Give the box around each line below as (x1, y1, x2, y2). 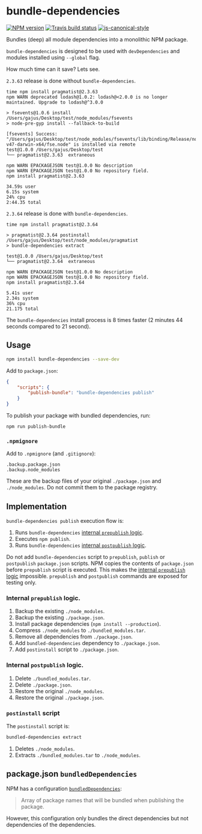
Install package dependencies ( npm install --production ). (14, 620, 161, 628)
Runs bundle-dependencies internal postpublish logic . (14, 542, 147, 549)
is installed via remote (73, 141, 136, 147)
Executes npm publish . (14, 535, 71, 542)
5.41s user (6, 290, 34, 296)
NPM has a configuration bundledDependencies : (6, 785, 122, 792)
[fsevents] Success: (6, 131, 58, 137)
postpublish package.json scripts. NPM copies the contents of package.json (6, 560, 194, 567)
